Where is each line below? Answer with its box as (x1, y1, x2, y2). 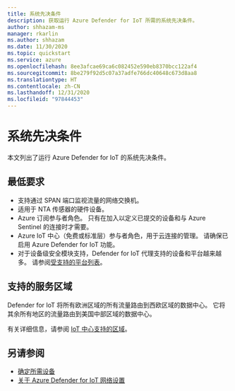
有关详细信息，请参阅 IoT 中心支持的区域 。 (7, 325, 131, 333)
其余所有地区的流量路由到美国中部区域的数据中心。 (7, 309, 156, 318)
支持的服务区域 (7, 281, 73, 293)
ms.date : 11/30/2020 (7, 43, 68, 50)
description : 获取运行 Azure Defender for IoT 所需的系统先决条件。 (7, 17, 198, 24)
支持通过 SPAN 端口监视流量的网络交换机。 (17, 196, 143, 204)
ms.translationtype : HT (7, 76, 78, 83)
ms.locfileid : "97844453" (7, 96, 83, 103)
